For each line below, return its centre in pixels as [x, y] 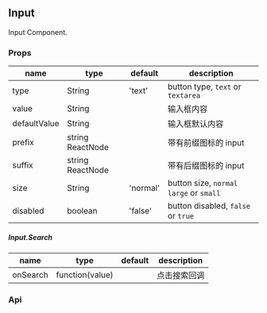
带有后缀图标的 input [206, 166]
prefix [23, 142]
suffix [23, 165]
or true [181, 216]
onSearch [31, 275]
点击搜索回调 [180, 276]
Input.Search [31, 237]
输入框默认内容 [195, 124]
